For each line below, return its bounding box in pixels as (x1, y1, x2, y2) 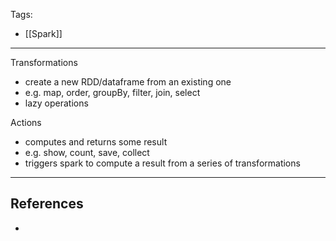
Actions (10, 117, 42, 128)
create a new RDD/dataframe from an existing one (24, 76, 232, 88)
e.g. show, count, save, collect (24, 147, 150, 158)
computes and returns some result (24, 136, 168, 148)
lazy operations (24, 97, 89, 109)
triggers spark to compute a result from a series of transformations (24, 157, 301, 169)
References (10, 195, 84, 213)
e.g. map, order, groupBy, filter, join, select (24, 87, 201, 98)
